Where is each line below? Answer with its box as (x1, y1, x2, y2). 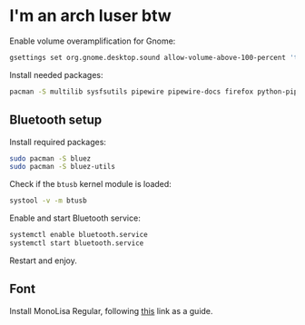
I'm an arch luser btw (9, 5, 172, 26)
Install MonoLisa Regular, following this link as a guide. (9, 305, 213, 316)
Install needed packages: (9, 69, 103, 80)
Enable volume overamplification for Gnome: (9, 35, 176, 46)
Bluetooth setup (9, 113, 103, 128)
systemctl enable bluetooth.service (9, 231, 148, 240)
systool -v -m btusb (9, 196, 88, 205)
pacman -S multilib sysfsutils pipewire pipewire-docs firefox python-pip (9, 87, 299, 96)
